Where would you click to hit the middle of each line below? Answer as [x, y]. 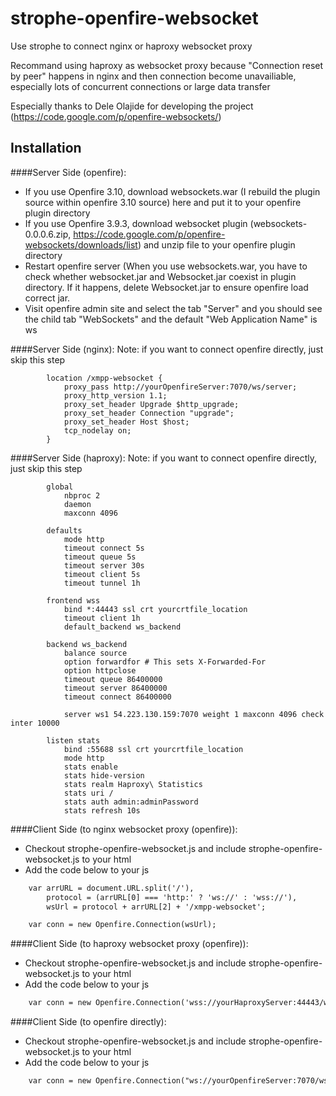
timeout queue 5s [100, 557]
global [60, 487]
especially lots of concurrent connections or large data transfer [140, 86]
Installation [46, 148]
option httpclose [100, 670]
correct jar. [47, 298]
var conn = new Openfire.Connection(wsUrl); [122, 925]
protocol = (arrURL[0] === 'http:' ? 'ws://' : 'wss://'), [172, 897]
